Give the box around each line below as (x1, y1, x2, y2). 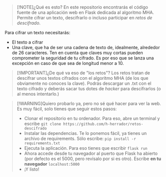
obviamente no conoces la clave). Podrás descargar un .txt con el (16, 80, 152, 86)
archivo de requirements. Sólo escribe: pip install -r (24, 136, 136, 141)
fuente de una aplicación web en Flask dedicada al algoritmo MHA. (16, 9, 155, 15)
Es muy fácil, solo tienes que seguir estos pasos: (16, 106, 117, 112)
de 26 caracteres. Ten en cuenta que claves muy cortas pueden (11, 50, 143, 56)
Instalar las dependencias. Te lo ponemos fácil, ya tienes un (24, 130, 147, 136)
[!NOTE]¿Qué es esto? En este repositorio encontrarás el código (16, 4, 149, 10)
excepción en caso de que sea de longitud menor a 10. (11, 60, 124, 66)
